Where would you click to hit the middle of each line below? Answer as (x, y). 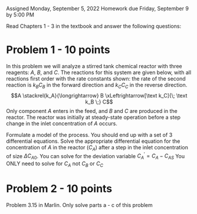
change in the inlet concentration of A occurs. (62, 123)
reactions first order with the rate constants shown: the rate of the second (96, 78)
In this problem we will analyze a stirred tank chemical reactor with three (94, 66)
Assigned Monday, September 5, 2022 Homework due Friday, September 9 (97, 9)
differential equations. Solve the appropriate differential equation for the (93, 141)
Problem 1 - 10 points (58, 50)
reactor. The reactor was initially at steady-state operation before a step (93, 117)
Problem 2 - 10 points (59, 188)
